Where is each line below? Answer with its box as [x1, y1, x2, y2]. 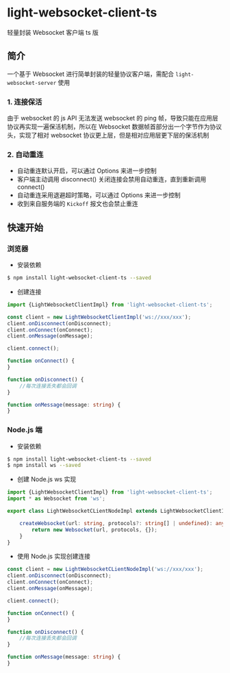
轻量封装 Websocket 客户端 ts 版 [7, 28, 99, 36]
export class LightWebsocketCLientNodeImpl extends [7, 508, 157, 515]
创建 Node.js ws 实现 [16, 475, 77, 483]
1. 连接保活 [7, 97, 42, 107]
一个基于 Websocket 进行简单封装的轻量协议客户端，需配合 [7, 70, 175, 78]
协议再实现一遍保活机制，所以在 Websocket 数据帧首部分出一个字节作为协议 [7, 123, 222, 131]
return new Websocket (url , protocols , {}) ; [31, 526, 157, 533]
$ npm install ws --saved [7, 462, 81, 469]
